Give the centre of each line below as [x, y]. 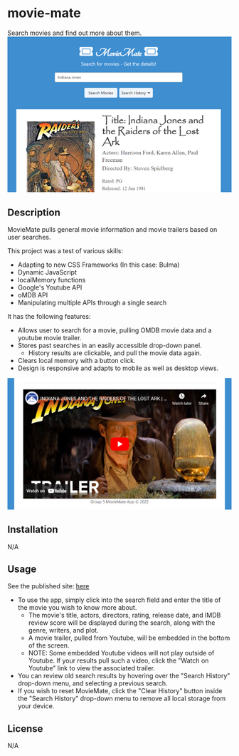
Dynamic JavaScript [47, 272]
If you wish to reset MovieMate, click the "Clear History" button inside [120, 691]
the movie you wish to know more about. [77, 608]
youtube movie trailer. [49, 338]
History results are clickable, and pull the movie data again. [115, 353]
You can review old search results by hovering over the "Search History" [124, 676]
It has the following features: [49, 317]
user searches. [29, 237]
